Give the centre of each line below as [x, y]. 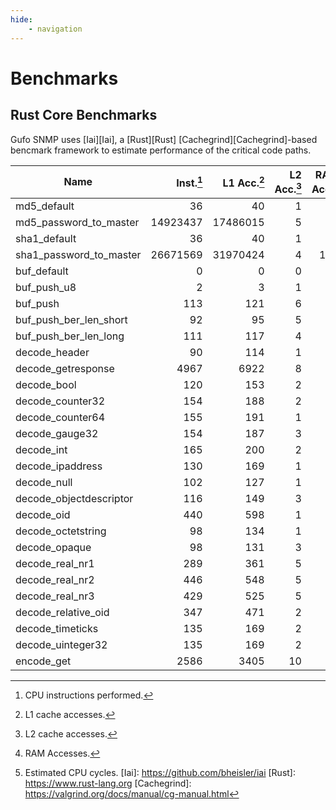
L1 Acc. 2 [243, 182]
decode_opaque [53, 547]
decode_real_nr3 [55, 596]
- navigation [55, 29]
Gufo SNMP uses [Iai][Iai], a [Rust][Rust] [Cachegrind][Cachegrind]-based [164, 139]
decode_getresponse [65, 368]
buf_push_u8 [46, 287]
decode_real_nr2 [55, 579]
